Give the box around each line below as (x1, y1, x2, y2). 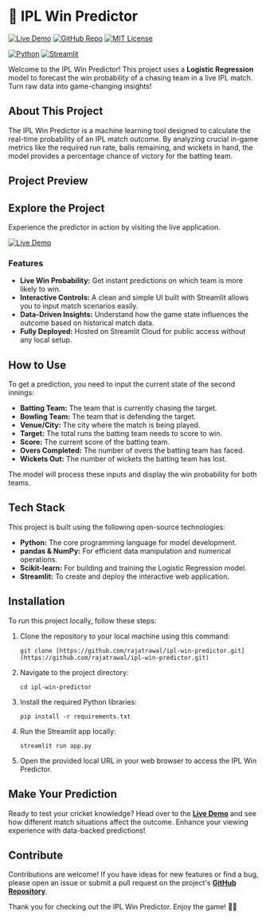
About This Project (8, 104, 104, 118)
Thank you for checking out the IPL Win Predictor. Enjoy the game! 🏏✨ (8, 902, 237, 912)
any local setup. (19, 335, 72, 345)
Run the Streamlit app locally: (19, 726, 117, 736)
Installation (8, 595, 65, 608)
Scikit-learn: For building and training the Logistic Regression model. (19, 563, 247, 572)
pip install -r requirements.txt (19, 713, 131, 721)
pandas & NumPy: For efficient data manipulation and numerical (19, 546, 231, 556)
